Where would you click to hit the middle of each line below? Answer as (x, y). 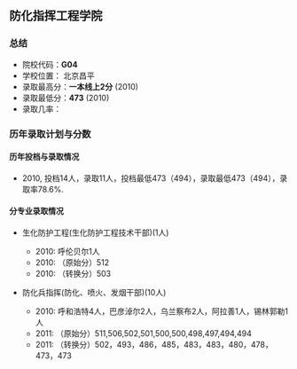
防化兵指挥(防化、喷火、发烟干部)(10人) (94, 293)
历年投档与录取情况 (44, 157)
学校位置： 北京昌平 (58, 75)
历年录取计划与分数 (50, 134)
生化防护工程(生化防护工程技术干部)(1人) (95, 232)
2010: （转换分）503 (73, 274)
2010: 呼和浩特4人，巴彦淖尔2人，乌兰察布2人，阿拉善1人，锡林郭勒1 (161, 311)
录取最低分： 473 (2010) (66, 98)
